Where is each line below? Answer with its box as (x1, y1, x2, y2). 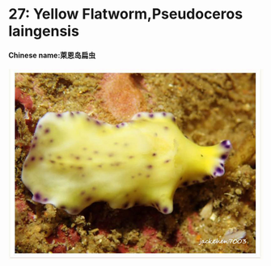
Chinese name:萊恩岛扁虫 (8, 50, 96, 60)
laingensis (8, 22, 79, 40)
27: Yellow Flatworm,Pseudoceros (8, 5, 243, 23)
